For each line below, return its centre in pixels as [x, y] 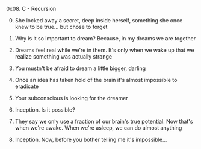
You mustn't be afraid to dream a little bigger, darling [80, 68]
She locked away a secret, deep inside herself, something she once [99, 20]
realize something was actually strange [63, 56]
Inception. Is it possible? [45, 110]
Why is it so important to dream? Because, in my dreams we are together [105, 38]
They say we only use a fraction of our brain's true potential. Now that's [104, 121]
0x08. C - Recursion [31, 9]
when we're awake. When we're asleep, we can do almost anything [98, 128]
